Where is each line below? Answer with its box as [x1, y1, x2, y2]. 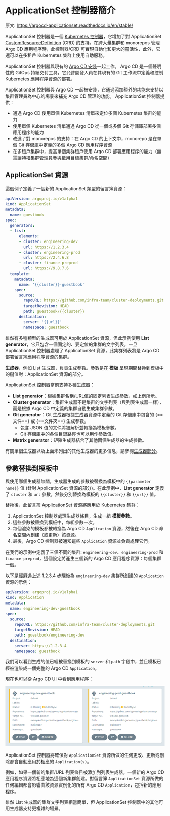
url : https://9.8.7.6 [23, 266, 69, 271]
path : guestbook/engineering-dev [14, 632, 85, 638]
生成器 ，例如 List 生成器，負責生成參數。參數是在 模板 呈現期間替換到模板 [5, 365, 160, 371]
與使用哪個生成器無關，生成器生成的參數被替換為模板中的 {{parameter [5, 478, 151, 485]
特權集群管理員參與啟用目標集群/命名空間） [21, 155, 112, 161]
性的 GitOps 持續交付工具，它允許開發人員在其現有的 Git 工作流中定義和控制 [5, 69, 163, 75]
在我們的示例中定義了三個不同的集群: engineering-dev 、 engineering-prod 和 [5, 549, 163, 555]
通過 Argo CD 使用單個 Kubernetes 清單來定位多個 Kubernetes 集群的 [12, 110, 157, 116]
